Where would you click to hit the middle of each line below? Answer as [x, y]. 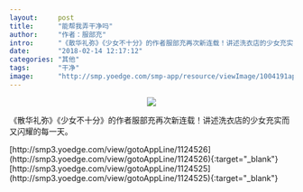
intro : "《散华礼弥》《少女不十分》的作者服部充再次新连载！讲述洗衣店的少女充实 [151, 43]
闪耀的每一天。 [45, 131]
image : [22, 77]
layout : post [42, 18]
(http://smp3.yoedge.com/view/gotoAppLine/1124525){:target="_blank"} [144, 178]
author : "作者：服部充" [58, 34]
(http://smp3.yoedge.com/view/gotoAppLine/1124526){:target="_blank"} [144, 159]
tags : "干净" [45, 69]
